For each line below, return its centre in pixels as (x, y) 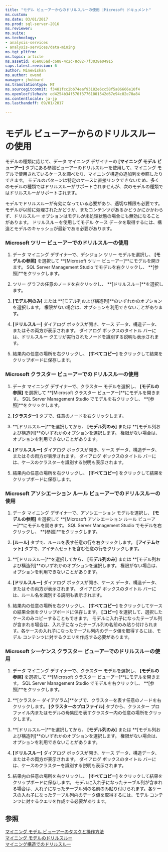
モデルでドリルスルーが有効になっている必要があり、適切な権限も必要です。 (84, 203)
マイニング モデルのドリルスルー (39, 838)
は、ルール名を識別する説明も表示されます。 (58, 595)
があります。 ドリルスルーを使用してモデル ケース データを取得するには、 (81, 222)
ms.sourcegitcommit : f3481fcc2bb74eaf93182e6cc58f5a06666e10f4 (73, 89)
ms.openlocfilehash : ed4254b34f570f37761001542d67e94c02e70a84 (73, 94)
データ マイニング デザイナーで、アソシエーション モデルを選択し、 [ (83, 513)
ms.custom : (17, 15)
